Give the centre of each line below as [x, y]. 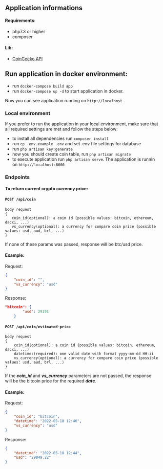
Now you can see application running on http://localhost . [65, 100]
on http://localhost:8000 [38, 164]
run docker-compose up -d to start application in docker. [68, 91]
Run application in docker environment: [66, 74]
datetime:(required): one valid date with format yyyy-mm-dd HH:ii [84, 354]
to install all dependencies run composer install [60, 138]
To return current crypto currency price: [47, 189]
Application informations [44, 8]
